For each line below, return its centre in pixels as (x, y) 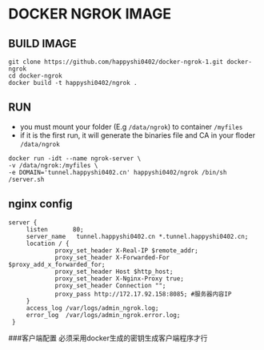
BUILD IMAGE (42, 44)
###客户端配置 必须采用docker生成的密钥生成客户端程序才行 (108, 338)
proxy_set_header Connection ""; (110, 285)
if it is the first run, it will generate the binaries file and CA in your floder (138, 135)
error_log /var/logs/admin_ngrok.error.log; (103, 315)
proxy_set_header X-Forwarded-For (112, 257)
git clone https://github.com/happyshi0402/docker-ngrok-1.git (116, 62)
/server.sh (26, 179)
